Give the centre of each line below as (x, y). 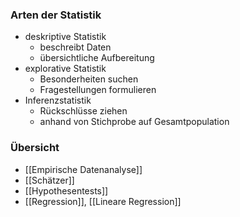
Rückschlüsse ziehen (83, 111)
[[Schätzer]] (49, 180)
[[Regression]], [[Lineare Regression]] (103, 201)
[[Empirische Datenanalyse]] (83, 169)
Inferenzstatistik (58, 100)
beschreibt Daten (75, 47)
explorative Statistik (65, 69)
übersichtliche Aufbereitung (97, 58)
